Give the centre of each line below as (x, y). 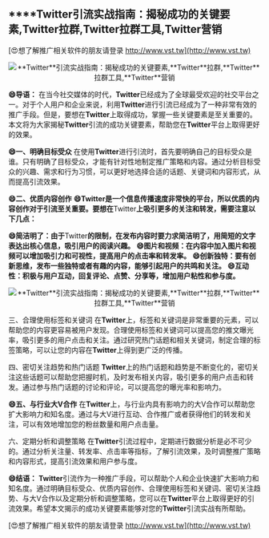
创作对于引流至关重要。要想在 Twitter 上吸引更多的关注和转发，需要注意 (132, 208)
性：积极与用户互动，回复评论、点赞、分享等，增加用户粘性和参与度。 (124, 276)
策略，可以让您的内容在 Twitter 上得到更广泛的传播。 (101, 350)
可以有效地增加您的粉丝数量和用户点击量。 (92, 424)
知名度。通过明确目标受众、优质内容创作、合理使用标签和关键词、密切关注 (131, 488)
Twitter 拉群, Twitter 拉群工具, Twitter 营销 (122, 29)
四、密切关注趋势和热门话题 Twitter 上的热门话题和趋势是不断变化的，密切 (130, 366)
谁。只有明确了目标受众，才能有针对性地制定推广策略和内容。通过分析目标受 (134, 161)
